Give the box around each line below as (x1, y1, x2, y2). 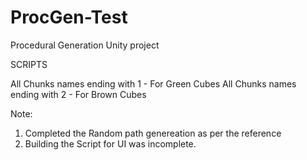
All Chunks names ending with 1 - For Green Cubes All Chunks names (10, 77, 297, 90)
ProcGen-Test (10, 6, 128, 29)
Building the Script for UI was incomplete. (24, 137, 197, 150)
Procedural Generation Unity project (10, 39, 160, 51)
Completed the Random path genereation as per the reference (24, 127, 282, 139)
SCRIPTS (10, 58, 48, 70)
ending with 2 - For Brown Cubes (10, 88, 147, 100)
